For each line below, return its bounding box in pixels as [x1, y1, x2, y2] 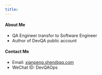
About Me [5, 22, 26, 28]
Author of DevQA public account [12, 37, 77, 43]
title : [5, 7, 18, 12]
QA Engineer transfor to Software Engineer [12, 32, 98, 38]
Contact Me [5, 49, 29, 54]
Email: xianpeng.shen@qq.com [12, 60, 74, 65]
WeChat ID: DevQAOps [12, 64, 58, 70]
